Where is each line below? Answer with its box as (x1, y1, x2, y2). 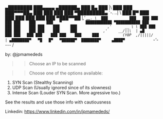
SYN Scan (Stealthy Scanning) (12, 80, 73, 85)
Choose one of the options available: (29, 70, 103, 76)
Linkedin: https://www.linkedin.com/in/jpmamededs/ (5, 109, 110, 114)
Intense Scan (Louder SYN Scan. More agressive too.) (12, 90, 121, 95)
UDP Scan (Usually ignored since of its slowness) (12, 85, 111, 90)
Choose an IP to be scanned (29, 61, 86, 66)
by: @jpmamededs (5, 51, 43, 57)
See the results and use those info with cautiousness (5, 99, 111, 105)
